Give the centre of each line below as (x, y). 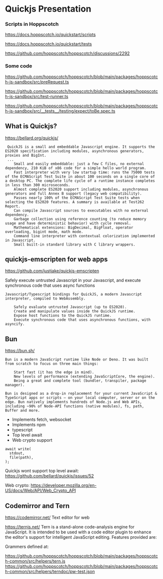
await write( (18, 449)
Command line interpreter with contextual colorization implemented (84, 236)
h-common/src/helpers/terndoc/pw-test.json (50, 572)
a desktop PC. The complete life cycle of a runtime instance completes (80, 181)
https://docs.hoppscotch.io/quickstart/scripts (50, 34)
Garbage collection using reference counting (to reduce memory (80, 219)
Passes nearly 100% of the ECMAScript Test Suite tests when (77, 198)
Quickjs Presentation (48, 9)
